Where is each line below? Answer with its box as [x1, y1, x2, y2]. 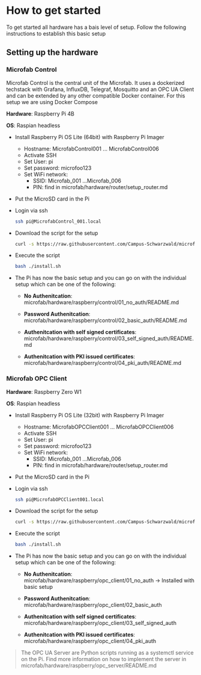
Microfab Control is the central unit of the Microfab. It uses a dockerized [6, 79, 185, 86]
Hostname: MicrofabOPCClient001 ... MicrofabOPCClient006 [23, 423, 174, 431]
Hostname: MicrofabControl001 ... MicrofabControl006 [23, 145, 159, 152]
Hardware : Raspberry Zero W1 [6, 388, 82, 395]
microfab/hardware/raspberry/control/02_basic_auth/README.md [23, 317, 187, 324]
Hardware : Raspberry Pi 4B [6, 110, 75, 117]
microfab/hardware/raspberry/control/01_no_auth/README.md [23, 299, 179, 306]
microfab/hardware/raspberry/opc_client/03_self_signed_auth [23, 620, 177, 627]
